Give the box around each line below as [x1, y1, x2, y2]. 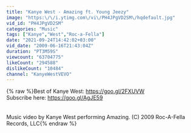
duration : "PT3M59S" [6, 49, 59, 55]
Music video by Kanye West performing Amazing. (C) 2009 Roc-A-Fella [6, 114, 186, 121]
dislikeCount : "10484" [6, 65, 64, 72]
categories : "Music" [6, 26, 59, 32]
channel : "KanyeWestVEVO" [6, 71, 72, 77]
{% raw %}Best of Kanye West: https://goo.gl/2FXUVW [6, 87, 145, 95]
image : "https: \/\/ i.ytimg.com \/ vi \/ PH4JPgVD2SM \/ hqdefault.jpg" [6, 15, 175, 21]
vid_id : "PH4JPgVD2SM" [6, 20, 64, 26]
